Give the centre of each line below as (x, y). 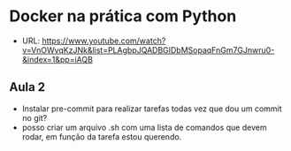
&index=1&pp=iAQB (57, 59)
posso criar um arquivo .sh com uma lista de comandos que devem (144, 127)
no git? (34, 117)
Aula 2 (27, 87)
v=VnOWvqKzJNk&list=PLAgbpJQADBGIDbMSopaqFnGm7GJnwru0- (148, 49)
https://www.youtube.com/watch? (104, 41)
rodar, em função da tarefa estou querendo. (102, 136)
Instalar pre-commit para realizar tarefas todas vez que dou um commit (152, 109)
